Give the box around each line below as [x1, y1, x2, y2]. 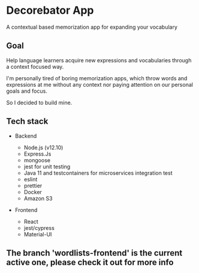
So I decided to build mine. [6, 99, 73, 106]
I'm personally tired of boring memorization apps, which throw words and [6, 74, 188, 81]
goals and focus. [6, 87, 48, 95]
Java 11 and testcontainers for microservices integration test [23, 169, 173, 177]
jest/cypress [23, 224, 55, 231]
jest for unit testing [23, 163, 71, 170]
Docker [23, 188, 42, 195]
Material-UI [23, 230, 52, 238]
